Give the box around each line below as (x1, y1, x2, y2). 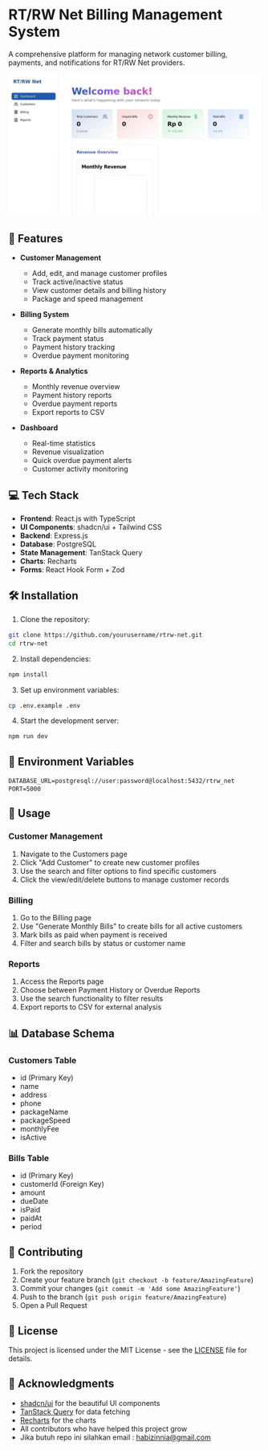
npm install (8, 670, 48, 679)
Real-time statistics (31, 439, 96, 449)
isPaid (19, 1205, 41, 1215)
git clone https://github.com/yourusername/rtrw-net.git (8, 631, 203, 639)
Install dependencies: (19, 654, 91, 664)
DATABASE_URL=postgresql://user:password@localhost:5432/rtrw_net (8, 777, 235, 786)
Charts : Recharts (19, 556, 78, 567)
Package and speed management (31, 294, 144, 304)
